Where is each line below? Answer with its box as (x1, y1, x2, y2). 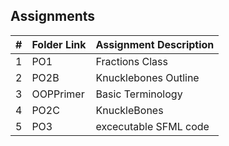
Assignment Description (95, 37, 215, 51)
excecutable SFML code (95, 119, 210, 133)
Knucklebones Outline (95, 70, 200, 84)
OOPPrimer (31, 87, 85, 101)
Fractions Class (95, 54, 168, 68)
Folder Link (31, 37, 87, 51)
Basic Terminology (95, 87, 183, 101)
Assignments (10, 8, 96, 25)
